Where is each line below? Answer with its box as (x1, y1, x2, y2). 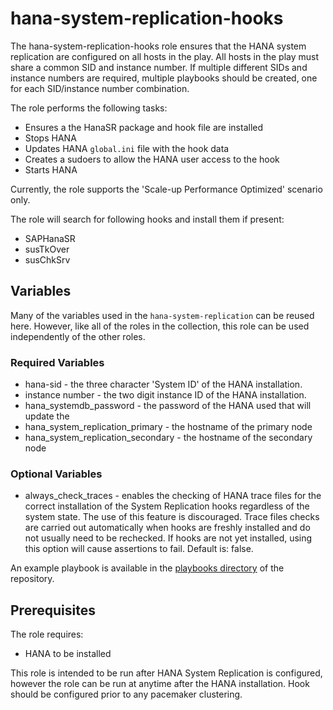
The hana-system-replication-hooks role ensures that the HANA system (10, 40, 307, 52)
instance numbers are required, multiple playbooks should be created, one (10, 72, 318, 84)
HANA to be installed (24, 648, 112, 660)
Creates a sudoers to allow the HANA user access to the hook (24, 153, 280, 165)
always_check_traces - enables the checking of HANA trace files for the (24, 490, 322, 502)
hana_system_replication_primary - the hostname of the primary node (24, 421, 313, 433)
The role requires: (10, 628, 84, 641)
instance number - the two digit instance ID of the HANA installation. (24, 389, 307, 401)
